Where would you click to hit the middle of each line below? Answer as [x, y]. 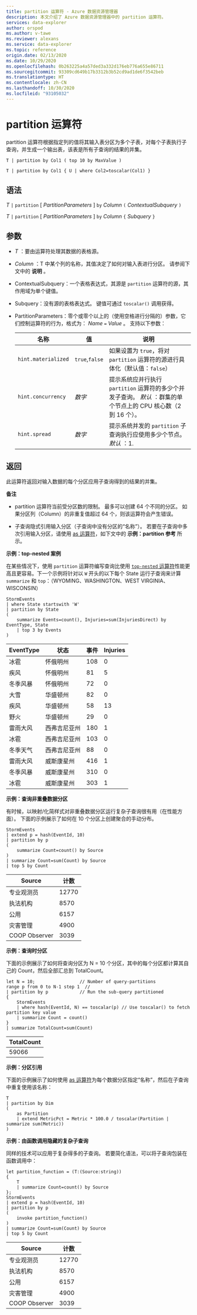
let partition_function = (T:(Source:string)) [64, 1172]
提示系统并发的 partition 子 [147, 426]
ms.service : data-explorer [39, 45]
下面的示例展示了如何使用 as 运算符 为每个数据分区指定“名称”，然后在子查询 [97, 1080]
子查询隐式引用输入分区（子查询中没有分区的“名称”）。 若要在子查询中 [98, 527]
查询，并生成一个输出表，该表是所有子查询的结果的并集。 [75, 149]
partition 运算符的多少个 [144, 388]
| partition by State [33, 610]
